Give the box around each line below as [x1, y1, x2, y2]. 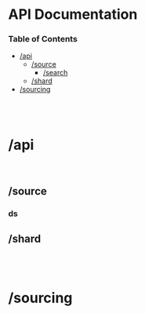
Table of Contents [8, 34, 78, 45]
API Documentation [8, 5, 138, 24]
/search [42, 68, 68, 78]
